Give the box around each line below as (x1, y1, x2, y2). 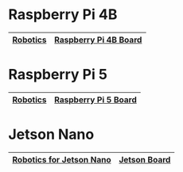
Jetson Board (119, 154, 171, 165)
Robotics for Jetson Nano (12, 154, 111, 165)
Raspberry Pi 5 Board (54, 94, 137, 105)
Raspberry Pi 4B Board (54, 34, 142, 45)
